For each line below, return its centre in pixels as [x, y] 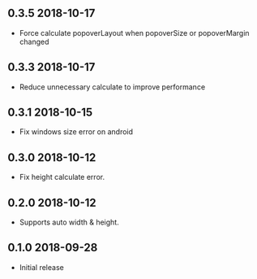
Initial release [41, 267]
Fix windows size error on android [76, 132]
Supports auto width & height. [69, 222]
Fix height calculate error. [62, 177]
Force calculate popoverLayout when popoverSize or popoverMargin [134, 33]
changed [34, 41]
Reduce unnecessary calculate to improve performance [112, 87]
